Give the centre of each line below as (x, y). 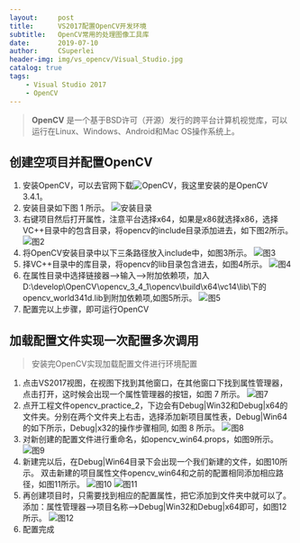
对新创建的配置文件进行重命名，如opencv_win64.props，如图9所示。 (150, 439)
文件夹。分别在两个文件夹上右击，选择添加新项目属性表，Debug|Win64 (155, 417)
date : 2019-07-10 (54, 43)
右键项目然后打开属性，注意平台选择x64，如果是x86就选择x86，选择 (150, 219)
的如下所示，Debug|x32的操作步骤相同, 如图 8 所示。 (121, 428)
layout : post (42, 18)
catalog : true (36, 68)
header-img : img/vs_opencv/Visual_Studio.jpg (96, 59)
